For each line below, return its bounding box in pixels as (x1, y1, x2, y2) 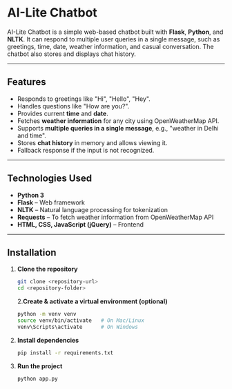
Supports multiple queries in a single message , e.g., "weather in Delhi (17, 124, 219, 132)
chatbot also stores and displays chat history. (7, 50, 137, 58)
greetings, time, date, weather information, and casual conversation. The (7, 42, 214, 50)
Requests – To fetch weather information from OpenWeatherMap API (17, 213, 214, 221)
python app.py (17, 375, 58, 382)
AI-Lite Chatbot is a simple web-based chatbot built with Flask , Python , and (7, 28, 224, 36)
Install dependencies (17, 336, 79, 344)
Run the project (17, 361, 63, 370)
